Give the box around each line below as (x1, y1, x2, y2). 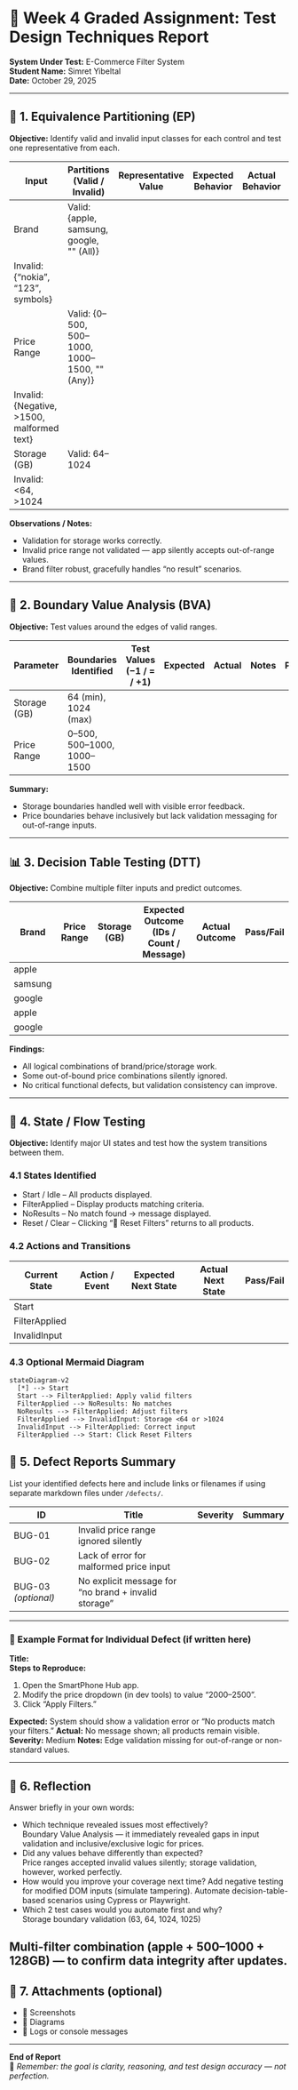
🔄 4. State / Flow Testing (9, 1114, 146, 1129)
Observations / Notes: (9, 517, 93, 528)
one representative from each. (9, 142, 121, 153)
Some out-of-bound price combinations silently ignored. (21, 1070, 228, 1081)
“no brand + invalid (78, 1586, 158, 1598)
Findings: (9, 1044, 45, 1054)
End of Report (9, 2052, 61, 2062)
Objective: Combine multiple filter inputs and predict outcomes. (9, 883, 242, 893)
